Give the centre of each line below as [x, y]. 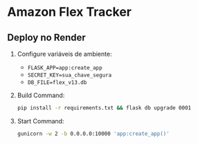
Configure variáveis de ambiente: [64, 54]
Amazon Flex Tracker [69, 12]
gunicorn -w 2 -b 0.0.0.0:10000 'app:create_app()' [93, 134]
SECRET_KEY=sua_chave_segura [70, 75]
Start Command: [40, 121]
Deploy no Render [47, 38]
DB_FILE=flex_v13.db [57, 83]
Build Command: [41, 95]
